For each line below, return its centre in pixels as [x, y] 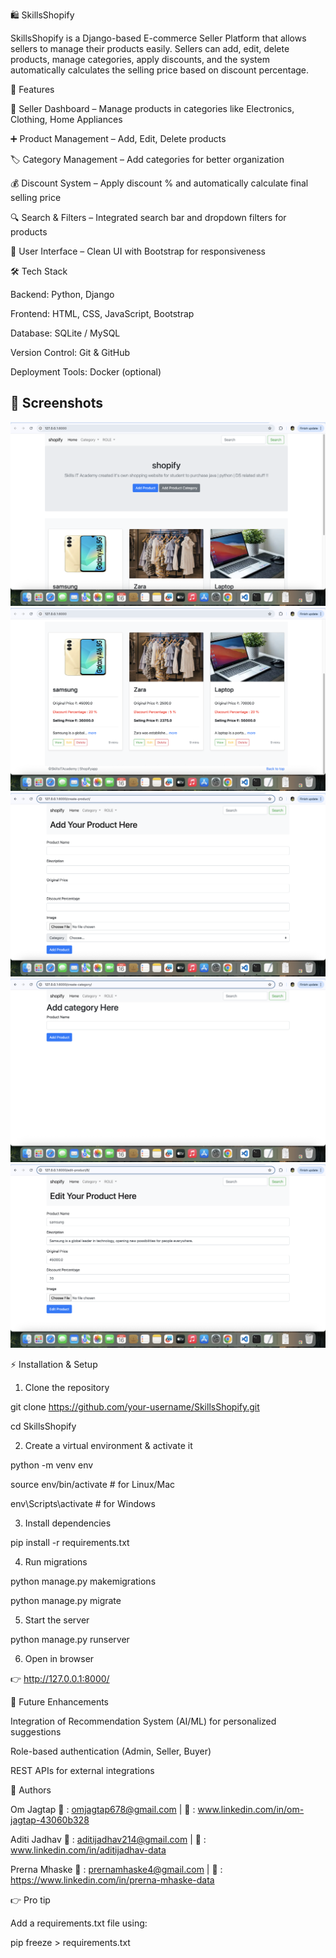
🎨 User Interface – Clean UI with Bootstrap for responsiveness [138, 251]
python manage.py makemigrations [83, 1581]
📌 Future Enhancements [59, 1701]
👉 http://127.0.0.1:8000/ [60, 1678]
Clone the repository [67, 1387]
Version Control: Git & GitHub [70, 352]
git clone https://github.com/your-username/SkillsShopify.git [135, 1406]
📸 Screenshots [57, 403]
